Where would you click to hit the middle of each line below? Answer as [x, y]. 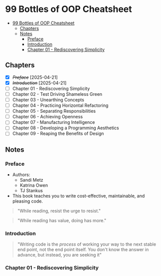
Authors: [21, 175]
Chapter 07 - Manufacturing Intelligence [54, 122]
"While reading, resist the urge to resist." [59, 211]
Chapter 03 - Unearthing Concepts [48, 100]
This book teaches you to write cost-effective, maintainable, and [79, 196]
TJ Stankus [31, 191]
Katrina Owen [34, 185]
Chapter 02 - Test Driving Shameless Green [57, 94]
